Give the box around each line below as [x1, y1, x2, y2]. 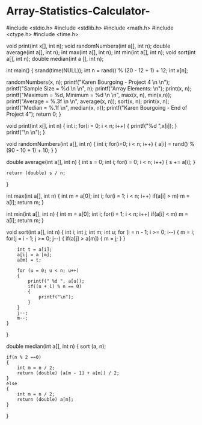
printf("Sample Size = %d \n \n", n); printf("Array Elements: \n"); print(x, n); [6, 84, 192, 92]
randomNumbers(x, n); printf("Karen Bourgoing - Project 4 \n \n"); [6, 78, 170, 86]
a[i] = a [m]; [17, 251, 52, 257]
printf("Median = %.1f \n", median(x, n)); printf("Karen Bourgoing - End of [6, 104, 188, 111]
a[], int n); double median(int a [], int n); [6, 55, 104, 62]
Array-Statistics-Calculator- [6, 4, 150, 18]
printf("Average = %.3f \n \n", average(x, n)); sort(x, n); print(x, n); [6, 98, 170, 105]
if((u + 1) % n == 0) [28, 283, 82, 289]
